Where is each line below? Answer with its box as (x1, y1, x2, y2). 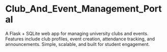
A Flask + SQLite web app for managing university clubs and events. (5, 30, 149, 36)
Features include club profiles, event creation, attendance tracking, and (5, 36, 155, 42)
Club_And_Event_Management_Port (5, 3, 162, 15)
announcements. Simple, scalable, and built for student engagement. (5, 41, 150, 47)
